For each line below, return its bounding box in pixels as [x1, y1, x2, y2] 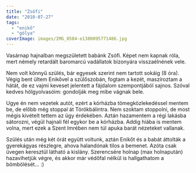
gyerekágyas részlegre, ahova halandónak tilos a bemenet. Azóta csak [6, 142, 177, 149]
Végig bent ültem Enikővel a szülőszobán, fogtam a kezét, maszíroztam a [6, 76, 183, 83]
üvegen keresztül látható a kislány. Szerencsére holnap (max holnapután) [6, 148, 183, 155]
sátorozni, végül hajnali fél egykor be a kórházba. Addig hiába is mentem [6, 118, 182, 125]
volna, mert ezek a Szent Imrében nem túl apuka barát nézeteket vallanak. [6, 124, 185, 131]
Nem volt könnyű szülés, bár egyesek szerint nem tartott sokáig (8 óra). [6, 70, 180, 76]
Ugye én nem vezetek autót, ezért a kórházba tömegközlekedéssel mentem [6, 100, 189, 106]
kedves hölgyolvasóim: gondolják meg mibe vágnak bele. [6, 89, 145, 95]
